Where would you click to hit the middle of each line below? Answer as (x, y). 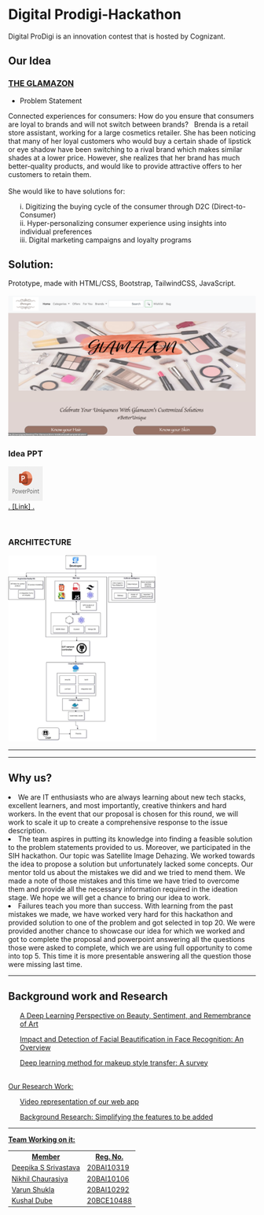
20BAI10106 (108, 1179)
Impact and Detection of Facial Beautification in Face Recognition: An (132, 1039)
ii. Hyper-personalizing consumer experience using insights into (123, 223)
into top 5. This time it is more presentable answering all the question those (130, 956)
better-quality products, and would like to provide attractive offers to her (125, 166)
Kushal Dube (32, 1201)
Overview (35, 1047)
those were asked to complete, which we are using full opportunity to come (130, 947)
